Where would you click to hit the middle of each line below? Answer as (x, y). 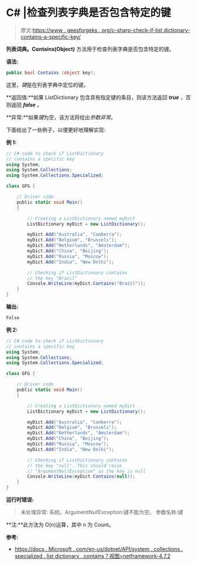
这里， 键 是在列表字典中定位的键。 (47, 84)
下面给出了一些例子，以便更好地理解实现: (56, 130)
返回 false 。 (27, 104)
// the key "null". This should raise (75, 466)
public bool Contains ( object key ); (51, 73)
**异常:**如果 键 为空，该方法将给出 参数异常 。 (61, 117)
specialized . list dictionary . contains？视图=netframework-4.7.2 (92, 556)
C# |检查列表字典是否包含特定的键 (89, 13)
